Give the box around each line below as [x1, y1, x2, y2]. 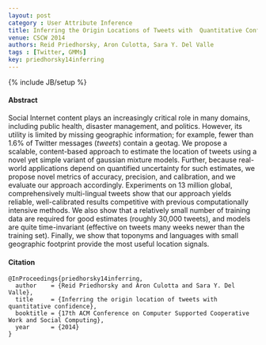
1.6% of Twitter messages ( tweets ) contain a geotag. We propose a [8, 138, 228, 148]
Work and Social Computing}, [8, 317, 104, 324]
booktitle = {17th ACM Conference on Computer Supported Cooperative [15, 309, 249, 317]
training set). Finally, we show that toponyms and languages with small [8, 231, 239, 241]
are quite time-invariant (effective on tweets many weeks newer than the [8, 222, 245, 232]
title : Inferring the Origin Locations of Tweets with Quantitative [8, 26, 243, 34]
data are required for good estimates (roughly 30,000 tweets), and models [8, 214, 251, 224]
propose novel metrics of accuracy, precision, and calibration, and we [8, 172, 236, 182]
